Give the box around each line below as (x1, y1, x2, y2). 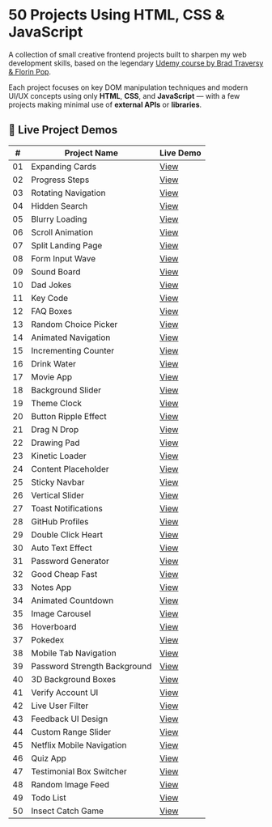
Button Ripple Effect (31, 410, 107, 422)
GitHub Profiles (31, 515, 89, 527)
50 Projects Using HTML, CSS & (8, 6, 225, 24)
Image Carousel (31, 608, 91, 619)
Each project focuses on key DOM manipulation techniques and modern (8, 83, 249, 92)
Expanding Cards (31, 160, 97, 172)
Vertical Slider (31, 490, 85, 501)
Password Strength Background (31, 660, 152, 672)
